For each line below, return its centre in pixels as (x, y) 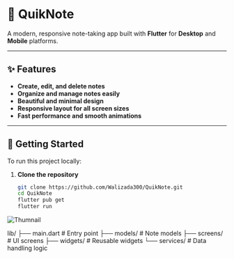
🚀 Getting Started (46, 144)
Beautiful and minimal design (61, 101)
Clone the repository (48, 174)
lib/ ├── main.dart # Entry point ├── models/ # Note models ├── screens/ (115, 233)
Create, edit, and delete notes (61, 86)
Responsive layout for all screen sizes (73, 108)
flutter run (34, 207)
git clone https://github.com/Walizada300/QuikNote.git (100, 187)
